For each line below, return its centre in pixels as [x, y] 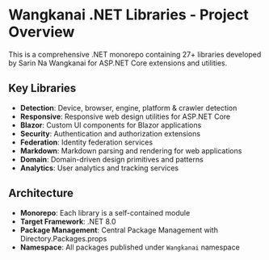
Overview [42, 32]
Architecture [41, 193]
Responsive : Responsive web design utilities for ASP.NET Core [125, 116]
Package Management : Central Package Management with [119, 230]
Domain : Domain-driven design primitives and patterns [111, 159]
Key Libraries [42, 88]
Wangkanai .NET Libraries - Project [128, 15]
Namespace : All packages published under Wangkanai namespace [130, 247]
